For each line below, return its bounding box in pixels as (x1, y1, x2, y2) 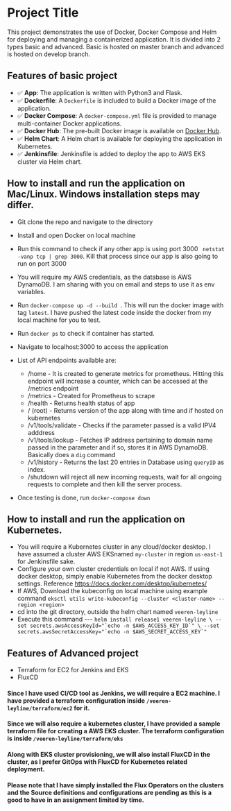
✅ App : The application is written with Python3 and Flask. (17, 88, 182, 96)
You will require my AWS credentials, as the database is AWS (17, 273, 192, 281)
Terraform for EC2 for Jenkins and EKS (17, 666, 129, 674)
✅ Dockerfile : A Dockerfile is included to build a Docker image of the (17, 96, 216, 105)
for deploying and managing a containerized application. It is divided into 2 (7, 35, 221, 43)
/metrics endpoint (27, 384, 78, 393)
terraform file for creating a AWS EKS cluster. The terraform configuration (7, 727, 225, 735)
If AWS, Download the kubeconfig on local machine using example (17, 587, 208, 595)
